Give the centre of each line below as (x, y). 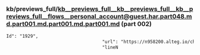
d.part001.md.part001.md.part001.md (63, 24)
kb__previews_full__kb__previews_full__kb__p (125, 9)
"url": (110, 42)
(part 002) (136, 24)
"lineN (110, 48)
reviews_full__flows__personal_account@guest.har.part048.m (99, 16)
